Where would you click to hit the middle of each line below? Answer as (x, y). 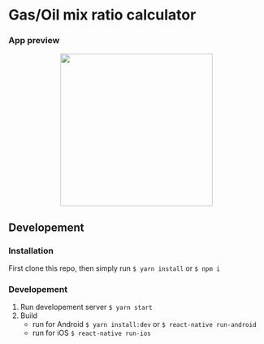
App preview (34, 41)
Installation (31, 250)
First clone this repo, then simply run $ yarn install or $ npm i (115, 268)
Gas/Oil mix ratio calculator (102, 15)
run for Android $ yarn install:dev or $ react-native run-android (145, 324)
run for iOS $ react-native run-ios (92, 333)
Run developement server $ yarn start (86, 307)
